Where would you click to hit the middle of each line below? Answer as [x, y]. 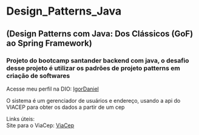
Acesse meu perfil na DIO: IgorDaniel [52, 89]
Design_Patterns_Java [64, 11]
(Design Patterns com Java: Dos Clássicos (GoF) [100, 34]
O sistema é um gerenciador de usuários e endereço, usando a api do [93, 100]
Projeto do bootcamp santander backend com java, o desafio [98, 60]
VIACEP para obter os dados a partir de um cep [66, 107]
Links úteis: [21, 119]
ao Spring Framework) [49, 43]
